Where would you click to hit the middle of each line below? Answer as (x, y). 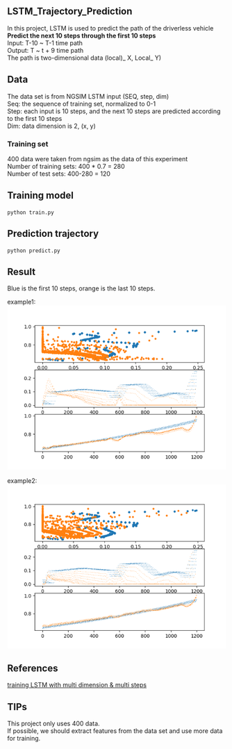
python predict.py (34, 250)
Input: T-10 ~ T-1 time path (45, 43)
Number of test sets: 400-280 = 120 (59, 174)
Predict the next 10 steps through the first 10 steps (82, 35)
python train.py (31, 212)
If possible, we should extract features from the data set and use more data (115, 731)
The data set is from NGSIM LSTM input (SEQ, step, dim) (88, 96)
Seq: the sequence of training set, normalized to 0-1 (82, 104)
